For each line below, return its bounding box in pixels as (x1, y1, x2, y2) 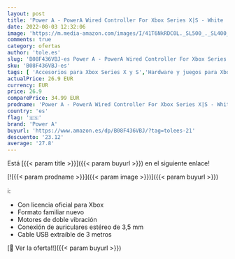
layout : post (7, 10, 45, 17)
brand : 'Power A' (7, 120, 58, 128)
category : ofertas (7, 43, 61, 50)
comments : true (7, 36, 52, 43)
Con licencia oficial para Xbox (17, 200, 104, 209)
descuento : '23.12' (7, 133, 64, 140)
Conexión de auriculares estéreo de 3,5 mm (17, 223, 144, 231)
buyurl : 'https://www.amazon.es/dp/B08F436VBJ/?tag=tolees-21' (7, 127, 196, 134)
